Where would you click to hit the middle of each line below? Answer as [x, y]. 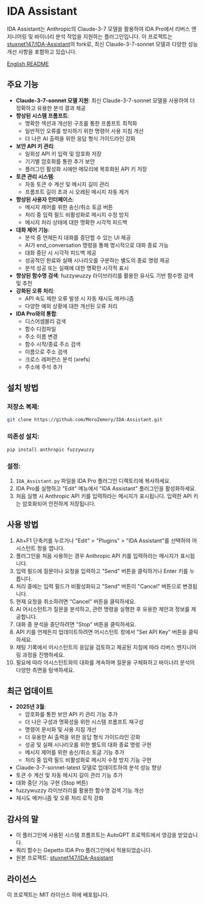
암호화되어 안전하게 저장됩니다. [59, 503]
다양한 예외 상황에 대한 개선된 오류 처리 [71, 306]
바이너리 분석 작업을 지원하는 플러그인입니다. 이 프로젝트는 [104, 36]
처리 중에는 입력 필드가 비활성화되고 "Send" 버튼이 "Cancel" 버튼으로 [98, 586]
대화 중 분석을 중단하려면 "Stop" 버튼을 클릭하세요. [76, 624]
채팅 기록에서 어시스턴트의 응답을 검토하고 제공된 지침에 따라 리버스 [95, 647]
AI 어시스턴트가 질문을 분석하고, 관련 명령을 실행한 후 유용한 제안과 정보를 [103, 609]
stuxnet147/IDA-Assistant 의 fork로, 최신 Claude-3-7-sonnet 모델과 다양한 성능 [103, 44]
